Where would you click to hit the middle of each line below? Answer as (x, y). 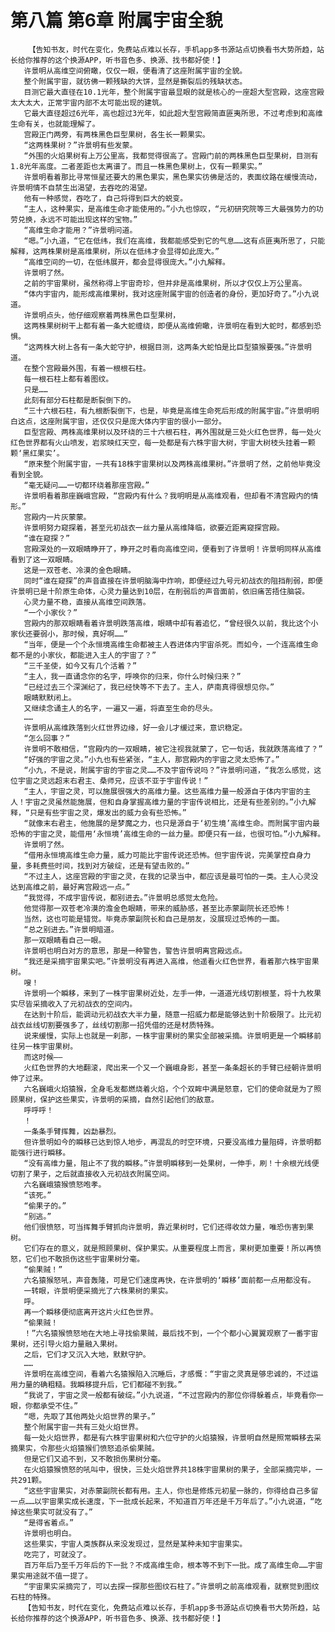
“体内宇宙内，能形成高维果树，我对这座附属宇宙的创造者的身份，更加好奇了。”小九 (167, 294)
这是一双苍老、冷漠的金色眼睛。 (79, 570)
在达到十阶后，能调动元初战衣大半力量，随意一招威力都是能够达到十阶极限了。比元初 (172, 1014)
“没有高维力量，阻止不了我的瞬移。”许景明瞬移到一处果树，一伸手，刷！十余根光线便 (171, 1163)
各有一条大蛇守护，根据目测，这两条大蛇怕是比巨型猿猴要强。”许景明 (192, 347)
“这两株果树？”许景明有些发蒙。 (80, 145)
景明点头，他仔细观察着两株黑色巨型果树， (106, 315)
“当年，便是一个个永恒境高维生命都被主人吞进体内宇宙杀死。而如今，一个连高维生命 (171, 644)
